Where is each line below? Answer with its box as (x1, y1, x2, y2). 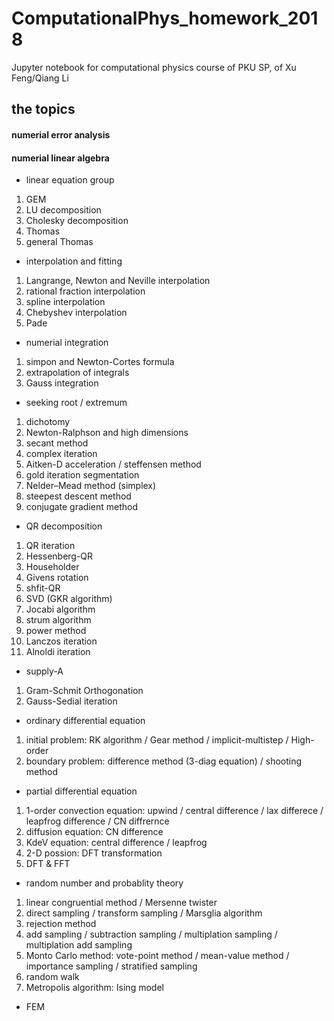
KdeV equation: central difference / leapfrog (25, 837, 208, 849)
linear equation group (25, 174, 115, 186)
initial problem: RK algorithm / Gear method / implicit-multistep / (25, 734, 289, 746)
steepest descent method (25, 490, 132, 502)
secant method (25, 437, 89, 449)
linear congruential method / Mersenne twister (25, 897, 218, 909)
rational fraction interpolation (25, 285, 146, 297)
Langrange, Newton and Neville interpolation (25, 275, 211, 287)
